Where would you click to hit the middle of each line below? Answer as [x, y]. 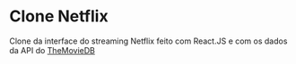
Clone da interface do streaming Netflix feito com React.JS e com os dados [148, 41]
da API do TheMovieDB [52, 50]
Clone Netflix [59, 16]
